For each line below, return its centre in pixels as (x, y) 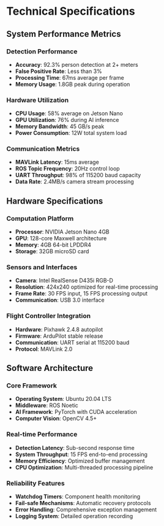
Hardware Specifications (55, 201)
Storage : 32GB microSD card (52, 251)
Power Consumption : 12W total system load (71, 133)
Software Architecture (50, 368)
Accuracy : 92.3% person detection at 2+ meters (77, 64)
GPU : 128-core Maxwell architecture (61, 238)
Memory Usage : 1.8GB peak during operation (73, 84)
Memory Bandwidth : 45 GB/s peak (60, 126)
